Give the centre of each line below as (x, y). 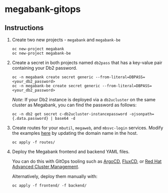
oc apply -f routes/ (33, 142)
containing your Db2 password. (45, 68)
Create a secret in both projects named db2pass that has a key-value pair (87, 63)
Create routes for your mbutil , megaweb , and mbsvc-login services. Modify (88, 128)
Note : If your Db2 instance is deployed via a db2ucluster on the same (84, 100)
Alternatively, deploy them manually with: (55, 176)
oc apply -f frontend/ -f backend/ (49, 185)
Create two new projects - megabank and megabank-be (66, 40)
